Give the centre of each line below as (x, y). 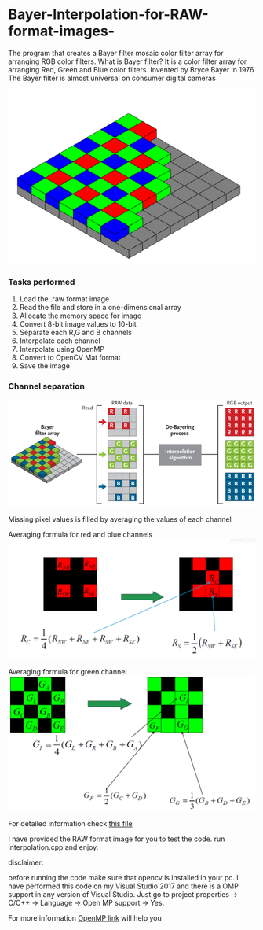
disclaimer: (26, 862)
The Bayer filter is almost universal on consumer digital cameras (112, 78)
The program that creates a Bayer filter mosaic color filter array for (116, 53)
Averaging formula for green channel (68, 671)
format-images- (62, 31)
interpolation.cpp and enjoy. (53, 847)
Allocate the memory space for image (80, 316)
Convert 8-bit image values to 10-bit (78, 324)
